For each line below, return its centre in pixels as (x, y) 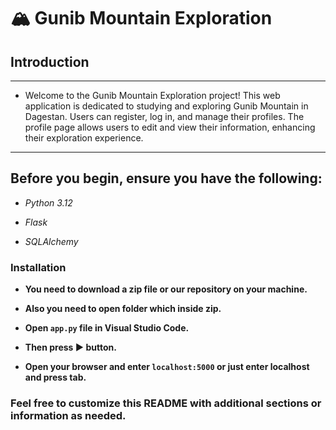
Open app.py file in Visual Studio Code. (107, 328)
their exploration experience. (84, 138)
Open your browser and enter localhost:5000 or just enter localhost (167, 367)
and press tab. (55, 377)
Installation (38, 267)
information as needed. (68, 416)
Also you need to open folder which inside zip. (123, 309)
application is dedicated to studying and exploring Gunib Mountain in (166, 106)
